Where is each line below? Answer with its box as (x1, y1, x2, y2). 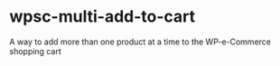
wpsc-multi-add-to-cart (9, 6, 196, 27)
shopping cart (9, 45, 61, 56)
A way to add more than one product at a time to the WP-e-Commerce (9, 36, 271, 47)
